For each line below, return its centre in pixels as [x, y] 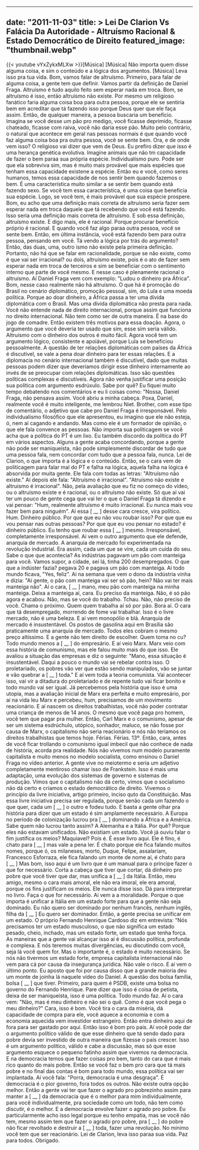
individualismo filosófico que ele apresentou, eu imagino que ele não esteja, [99, 417]
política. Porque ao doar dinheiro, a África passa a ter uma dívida [85, 297]
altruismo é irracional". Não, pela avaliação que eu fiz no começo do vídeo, [98, 486]
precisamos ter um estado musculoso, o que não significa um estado [90, 926]
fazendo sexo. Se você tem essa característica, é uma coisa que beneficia [97, 190]
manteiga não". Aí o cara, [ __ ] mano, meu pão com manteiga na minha [93, 586]
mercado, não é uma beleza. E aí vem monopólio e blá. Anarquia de [88, 618]
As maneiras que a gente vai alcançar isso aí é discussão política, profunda [98, 939]
